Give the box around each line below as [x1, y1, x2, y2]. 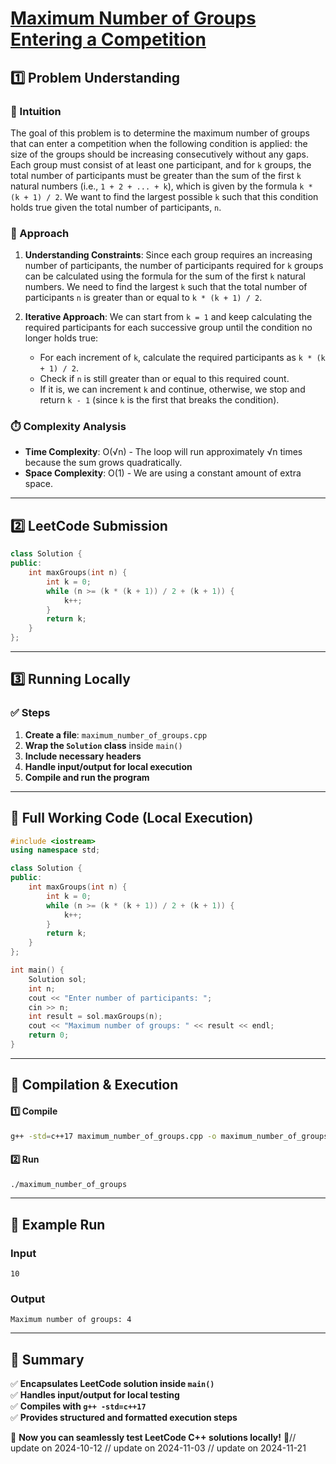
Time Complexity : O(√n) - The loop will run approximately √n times [24, 446, 303, 458]
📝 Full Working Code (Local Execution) [10, 810, 254, 827]
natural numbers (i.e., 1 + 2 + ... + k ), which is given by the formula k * [10, 180, 313, 192]
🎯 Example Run [10, 1216, 106, 1233]
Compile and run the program [24, 771, 150, 783]
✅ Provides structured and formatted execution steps [10, 1412, 238, 1424]
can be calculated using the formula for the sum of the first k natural [24, 270, 306, 282]
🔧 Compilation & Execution [10, 1077, 179, 1094]
